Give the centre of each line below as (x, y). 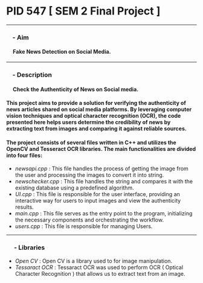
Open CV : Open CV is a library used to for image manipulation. (94, 261)
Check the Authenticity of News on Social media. (76, 89)
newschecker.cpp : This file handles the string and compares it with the (104, 182)
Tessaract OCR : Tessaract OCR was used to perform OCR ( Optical (99, 267)
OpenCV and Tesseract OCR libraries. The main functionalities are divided (101, 148)
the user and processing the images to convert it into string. (89, 175)
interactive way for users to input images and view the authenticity (98, 201)
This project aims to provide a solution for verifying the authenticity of (96, 103)
